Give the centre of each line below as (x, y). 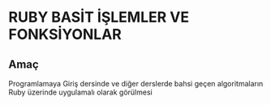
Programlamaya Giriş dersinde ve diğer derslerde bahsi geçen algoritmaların (136, 84)
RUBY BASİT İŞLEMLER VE (99, 17)
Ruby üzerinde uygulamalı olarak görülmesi (80, 92)
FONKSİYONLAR (65, 34)
